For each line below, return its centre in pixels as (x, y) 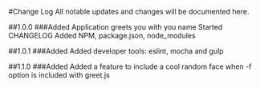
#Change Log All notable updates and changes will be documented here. (129, 12)
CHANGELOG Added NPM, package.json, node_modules (102, 36)
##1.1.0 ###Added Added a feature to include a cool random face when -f (130, 66)
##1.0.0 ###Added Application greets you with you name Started (116, 27)
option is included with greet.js (59, 75)
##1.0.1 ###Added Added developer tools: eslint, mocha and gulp (116, 51)
